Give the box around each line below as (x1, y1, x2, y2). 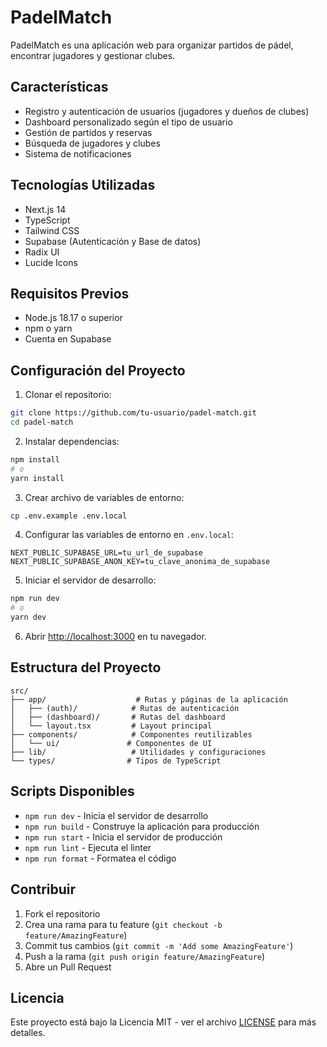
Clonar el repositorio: (24, 389, 112, 401)
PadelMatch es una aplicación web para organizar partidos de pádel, (10, 39, 294, 51)
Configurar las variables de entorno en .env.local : (24, 529, 234, 541)
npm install (10, 454, 60, 465)
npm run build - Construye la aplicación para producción (24, 820, 260, 832)
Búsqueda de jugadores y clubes (24, 137, 161, 149)
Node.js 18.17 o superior (24, 312, 123, 324)
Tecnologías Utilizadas (10, 177, 156, 194)
